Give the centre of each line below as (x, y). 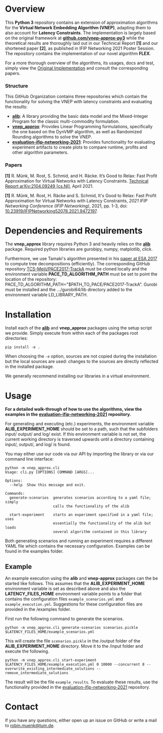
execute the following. (27, 651)
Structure (17, 86)
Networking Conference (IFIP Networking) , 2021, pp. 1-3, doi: (66, 206)
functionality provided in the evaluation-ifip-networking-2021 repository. (77, 687)
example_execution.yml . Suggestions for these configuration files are (74, 604)
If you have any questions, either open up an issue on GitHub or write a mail (81, 720)
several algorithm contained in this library (100, 532)
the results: (16, 107)
